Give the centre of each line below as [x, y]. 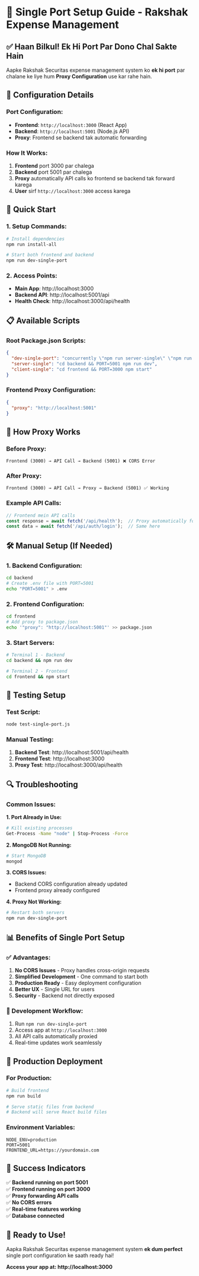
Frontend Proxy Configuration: [51, 390]
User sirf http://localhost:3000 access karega [73, 191]
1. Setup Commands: [36, 227]
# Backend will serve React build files [57, 1112]
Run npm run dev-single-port [51, 1024]
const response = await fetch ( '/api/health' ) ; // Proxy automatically [96, 521]
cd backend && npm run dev [39, 660]
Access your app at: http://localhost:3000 [59, 1267]
